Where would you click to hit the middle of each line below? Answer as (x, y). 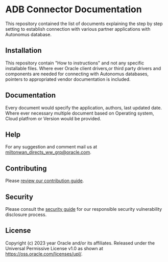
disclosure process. (26, 214)
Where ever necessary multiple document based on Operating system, (80, 113)
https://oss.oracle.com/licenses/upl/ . (44, 254)
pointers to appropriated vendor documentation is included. (68, 79)
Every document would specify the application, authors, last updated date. (84, 107)
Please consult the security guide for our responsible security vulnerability (84, 209)
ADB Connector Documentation (74, 9)
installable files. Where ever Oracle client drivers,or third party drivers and (83, 68)
